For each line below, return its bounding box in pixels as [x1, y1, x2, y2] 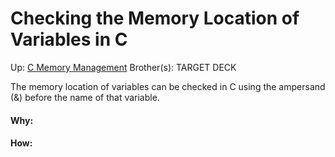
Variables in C [10, 28, 128, 51]
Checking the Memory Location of [10, 7, 300, 30]
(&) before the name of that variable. [10, 91, 160, 103]
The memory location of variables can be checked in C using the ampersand [10, 80, 326, 92]
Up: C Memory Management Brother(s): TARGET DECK [10, 61, 237, 73]
